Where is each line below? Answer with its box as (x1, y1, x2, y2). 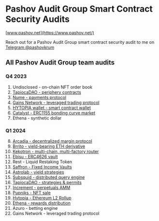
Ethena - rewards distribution (12, 200, 71, 206)
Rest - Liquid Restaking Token (12, 159, 72, 165)
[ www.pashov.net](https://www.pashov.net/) (5, 30, 95, 35)
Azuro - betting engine (12, 205, 58, 211)
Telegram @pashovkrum (5, 44, 55, 50)
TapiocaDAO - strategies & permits (12, 179, 82, 185)
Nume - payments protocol (12, 94, 67, 100)
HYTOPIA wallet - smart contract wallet (12, 104, 91, 110)
